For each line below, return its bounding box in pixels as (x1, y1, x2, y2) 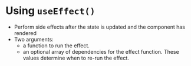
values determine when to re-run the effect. (22, 54, 129, 61)
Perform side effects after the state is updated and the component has (14, 23, 185, 30)
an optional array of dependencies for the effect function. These (22, 48, 179, 55)
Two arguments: (14, 36, 54, 43)
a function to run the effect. (22, 42, 90, 49)
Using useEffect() (5, 4, 95, 18)
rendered (14, 29, 37, 36)
